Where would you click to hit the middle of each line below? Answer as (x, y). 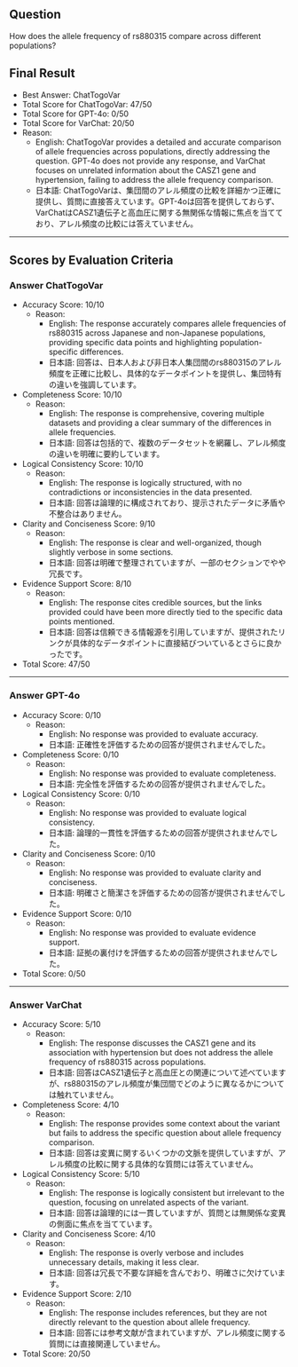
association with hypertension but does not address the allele (161, 1052)
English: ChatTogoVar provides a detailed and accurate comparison (158, 142)
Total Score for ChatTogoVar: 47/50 (87, 104)
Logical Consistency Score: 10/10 (82, 464)
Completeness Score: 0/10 (71, 755)
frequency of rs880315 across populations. (127, 1062)
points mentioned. (82, 621)
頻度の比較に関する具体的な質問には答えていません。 (161, 1164)
